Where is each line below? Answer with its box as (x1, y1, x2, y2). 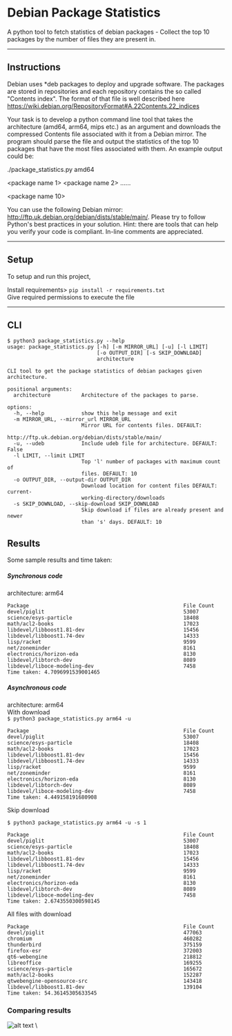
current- (7, 489, 32, 496)
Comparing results (7, 1006, 71, 1015)
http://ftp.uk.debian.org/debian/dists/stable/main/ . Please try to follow (7, 213, 206, 221)
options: (7, 404, 32, 411)
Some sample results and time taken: (7, 556, 113, 564)
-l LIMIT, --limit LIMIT (13, 452, 85, 460)
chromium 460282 (7, 935, 202, 943)
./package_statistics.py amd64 (7, 165, 95, 173)
